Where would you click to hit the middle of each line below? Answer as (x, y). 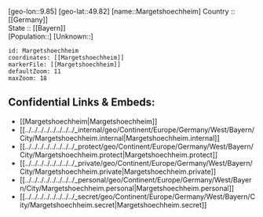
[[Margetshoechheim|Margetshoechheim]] (88, 121)
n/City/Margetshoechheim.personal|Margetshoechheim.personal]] (126, 188)
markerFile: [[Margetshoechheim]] (65, 64)
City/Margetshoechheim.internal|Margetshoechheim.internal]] (119, 138)
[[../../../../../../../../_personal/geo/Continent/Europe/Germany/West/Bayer (136, 179)
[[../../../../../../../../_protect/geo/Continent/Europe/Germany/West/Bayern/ (136, 146)
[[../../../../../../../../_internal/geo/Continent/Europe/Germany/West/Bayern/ (137, 130)
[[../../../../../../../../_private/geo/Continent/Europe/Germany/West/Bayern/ (136, 163)
